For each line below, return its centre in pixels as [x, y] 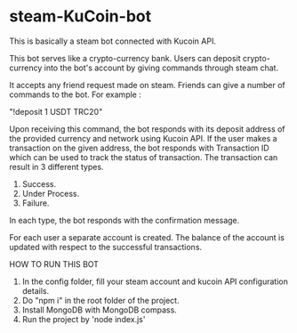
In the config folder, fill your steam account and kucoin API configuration [155, 281]
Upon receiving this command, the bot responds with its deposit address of [148, 129]
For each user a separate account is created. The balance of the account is [147, 237]
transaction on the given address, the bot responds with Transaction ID [139, 148]
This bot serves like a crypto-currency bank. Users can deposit [125, 58]
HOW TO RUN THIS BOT [54, 264]
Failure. [36, 203]
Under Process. [51, 193]
